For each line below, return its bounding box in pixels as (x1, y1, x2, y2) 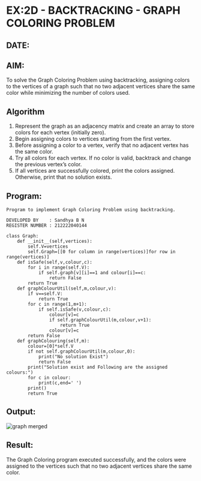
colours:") (6, 369, 34, 375)
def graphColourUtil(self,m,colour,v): (17, 285, 117, 291)
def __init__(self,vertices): (17, 238, 93, 245)
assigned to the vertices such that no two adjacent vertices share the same (6, 462, 192, 470)
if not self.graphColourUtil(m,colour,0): (28, 348, 136, 354)
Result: (6, 440, 34, 450)
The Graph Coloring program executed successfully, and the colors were (6, 456, 187, 463)
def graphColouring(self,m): (17, 338, 90, 344)
